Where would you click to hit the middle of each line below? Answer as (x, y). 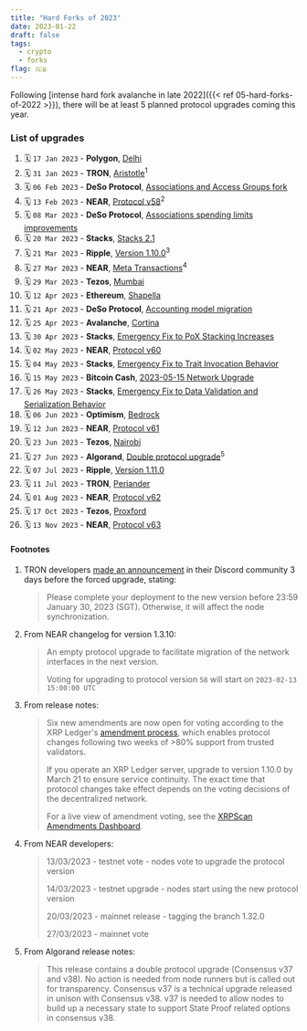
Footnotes (30, 550)
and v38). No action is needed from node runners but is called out (171, 979)
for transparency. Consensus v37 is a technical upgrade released (169, 988)
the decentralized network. (97, 798)
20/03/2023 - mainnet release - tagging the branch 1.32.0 (155, 916)
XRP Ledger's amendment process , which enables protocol (158, 732)
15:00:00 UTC (71, 688)
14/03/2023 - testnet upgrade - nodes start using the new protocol (172, 889)
